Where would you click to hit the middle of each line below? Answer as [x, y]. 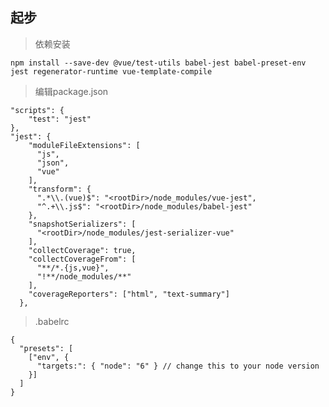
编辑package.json [71, 91]
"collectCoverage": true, [82, 250]
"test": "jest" [60, 119]
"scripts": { [37, 110]
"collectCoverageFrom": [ [82, 259]
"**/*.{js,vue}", [73, 268]
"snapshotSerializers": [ [82, 224]
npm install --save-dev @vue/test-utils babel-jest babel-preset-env [158, 63]
